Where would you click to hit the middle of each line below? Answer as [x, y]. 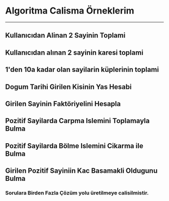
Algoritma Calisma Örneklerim [70, 11]
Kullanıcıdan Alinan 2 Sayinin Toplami [65, 35]
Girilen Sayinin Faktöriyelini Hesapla [63, 104]
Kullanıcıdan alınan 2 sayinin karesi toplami [74, 53]
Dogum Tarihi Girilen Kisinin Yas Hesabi [68, 87]
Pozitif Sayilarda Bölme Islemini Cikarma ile [74, 146]
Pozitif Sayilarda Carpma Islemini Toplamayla [77, 121]
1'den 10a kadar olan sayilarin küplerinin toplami [82, 70]
